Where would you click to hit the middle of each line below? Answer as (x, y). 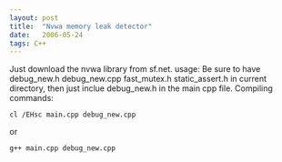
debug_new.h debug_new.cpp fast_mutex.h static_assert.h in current (138, 79)
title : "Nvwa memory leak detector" (81, 26)
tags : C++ (28, 43)
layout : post (34, 18)
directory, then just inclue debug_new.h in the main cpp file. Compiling (141, 88)
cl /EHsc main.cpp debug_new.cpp (73, 115)
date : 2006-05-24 (46, 35)
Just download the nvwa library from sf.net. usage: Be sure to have (135, 69)
